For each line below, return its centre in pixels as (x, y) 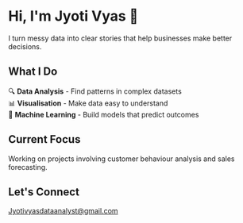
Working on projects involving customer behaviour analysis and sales (121, 159)
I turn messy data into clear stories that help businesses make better (120, 38)
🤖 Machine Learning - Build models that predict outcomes (104, 114)
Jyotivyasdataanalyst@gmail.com (63, 211)
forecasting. (28, 167)
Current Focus (44, 139)
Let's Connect (44, 192)
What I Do (33, 72)
